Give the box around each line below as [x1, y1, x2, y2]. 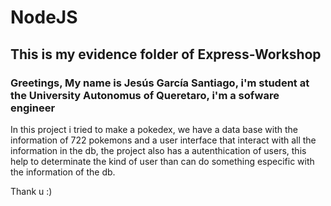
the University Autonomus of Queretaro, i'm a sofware [10, 88, 280, 102]
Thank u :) [10, 185, 53, 197]
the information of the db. [10, 166, 116, 178]
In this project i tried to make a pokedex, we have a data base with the [10, 123, 299, 135]
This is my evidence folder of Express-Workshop [10, 46, 322, 63]
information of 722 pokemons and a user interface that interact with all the [10, 134, 317, 146]
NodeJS [10, 6, 78, 29]
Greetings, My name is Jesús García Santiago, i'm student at [10, 76, 310, 90]
